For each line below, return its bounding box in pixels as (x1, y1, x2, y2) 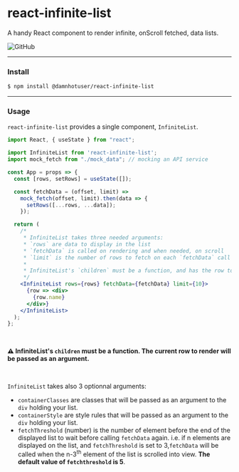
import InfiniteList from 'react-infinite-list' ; (7, 150, 158, 157)
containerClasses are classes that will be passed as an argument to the (17, 396, 227, 404)
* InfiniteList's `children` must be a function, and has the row (23, 267, 224, 275)
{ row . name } (33, 293, 65, 300)
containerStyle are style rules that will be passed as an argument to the (17, 411, 229, 419)
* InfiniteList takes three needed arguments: (23, 234, 164, 241)
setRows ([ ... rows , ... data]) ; (26, 201, 116, 209)
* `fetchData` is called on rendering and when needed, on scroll (23, 247, 224, 254)
